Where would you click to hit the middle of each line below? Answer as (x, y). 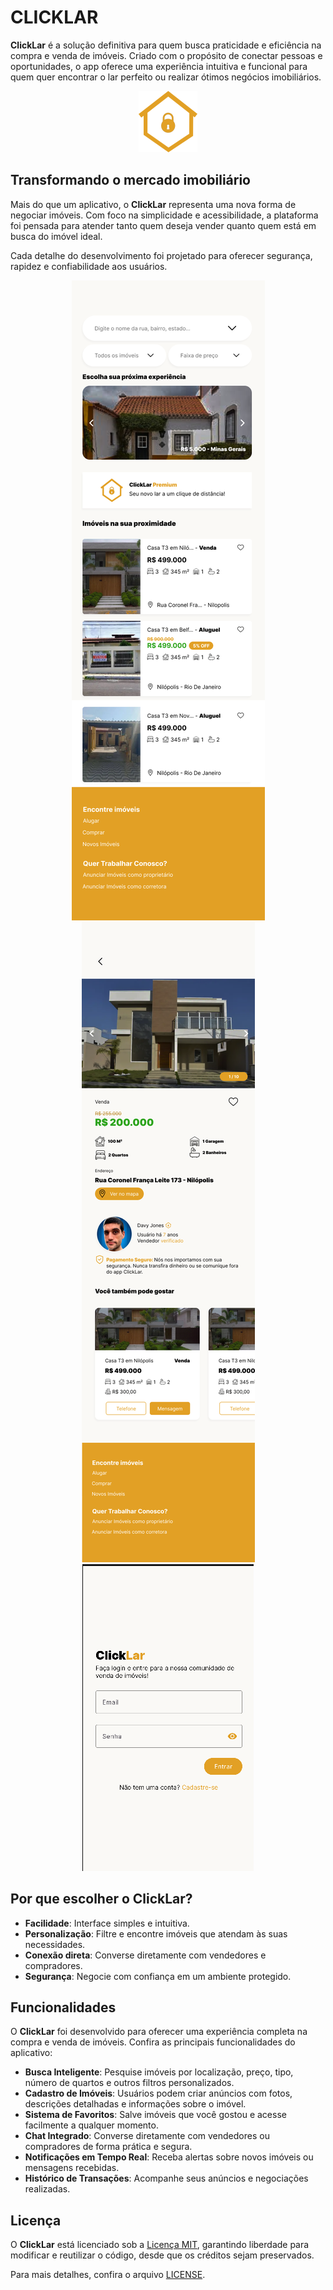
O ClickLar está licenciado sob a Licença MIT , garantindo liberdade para (160, 2245)
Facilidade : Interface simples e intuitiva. (107, 1923)
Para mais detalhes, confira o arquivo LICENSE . (108, 2275)
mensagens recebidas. (72, 2168)
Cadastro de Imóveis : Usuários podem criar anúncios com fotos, (158, 2093)
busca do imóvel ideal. (56, 236)
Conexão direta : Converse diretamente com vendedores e (145, 1955)
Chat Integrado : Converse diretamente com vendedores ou (147, 2136)
